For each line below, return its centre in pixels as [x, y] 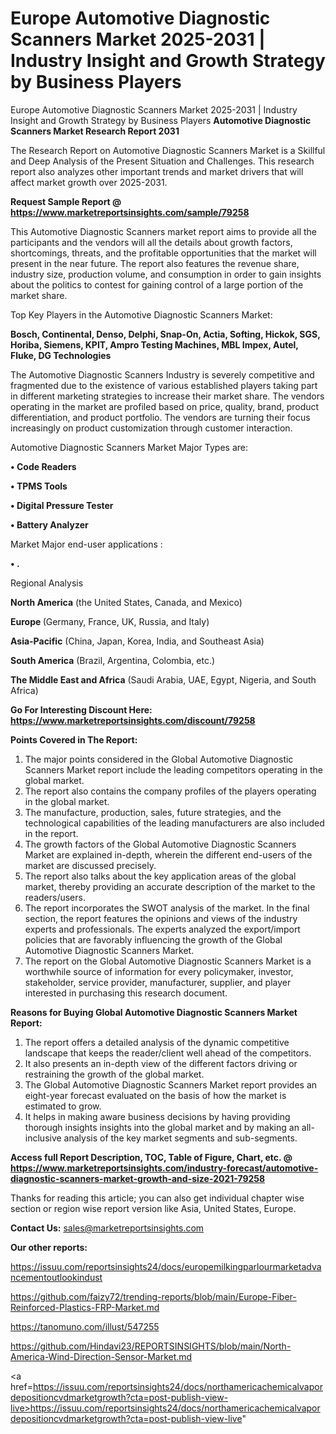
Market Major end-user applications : [86, 544]
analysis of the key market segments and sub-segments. [180, 1138]
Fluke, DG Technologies [61, 355]
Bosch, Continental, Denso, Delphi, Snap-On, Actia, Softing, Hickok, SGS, [165, 334]
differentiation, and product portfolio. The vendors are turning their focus [160, 417]
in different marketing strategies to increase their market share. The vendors [167, 396]
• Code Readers [43, 466]
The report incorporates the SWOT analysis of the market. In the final [167, 908]
